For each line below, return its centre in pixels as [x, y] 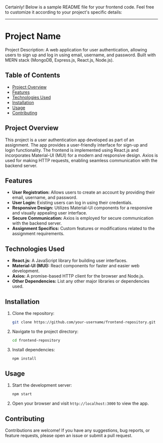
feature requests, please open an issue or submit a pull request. [69, 436]
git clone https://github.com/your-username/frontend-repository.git [84, 322]
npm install [24, 359]
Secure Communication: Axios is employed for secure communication [83, 218]
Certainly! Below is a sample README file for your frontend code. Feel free [80, 7]
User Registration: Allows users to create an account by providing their [83, 192]
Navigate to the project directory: [45, 331]
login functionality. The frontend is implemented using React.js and [72, 150]
